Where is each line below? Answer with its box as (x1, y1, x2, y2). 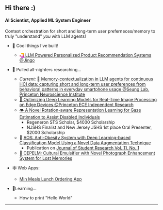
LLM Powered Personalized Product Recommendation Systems (25, 52, 151, 58)
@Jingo (19, 58, 35, 63)
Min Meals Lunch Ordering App (19, 176, 82, 182)
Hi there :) (5, 4, 36, 12)
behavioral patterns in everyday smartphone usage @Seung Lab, (19, 87, 149, 92)
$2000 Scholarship (26, 130, 65, 135)
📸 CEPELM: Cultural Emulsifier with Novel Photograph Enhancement (19, 150, 155, 156)
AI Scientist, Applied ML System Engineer (5, 17, 91, 23)
